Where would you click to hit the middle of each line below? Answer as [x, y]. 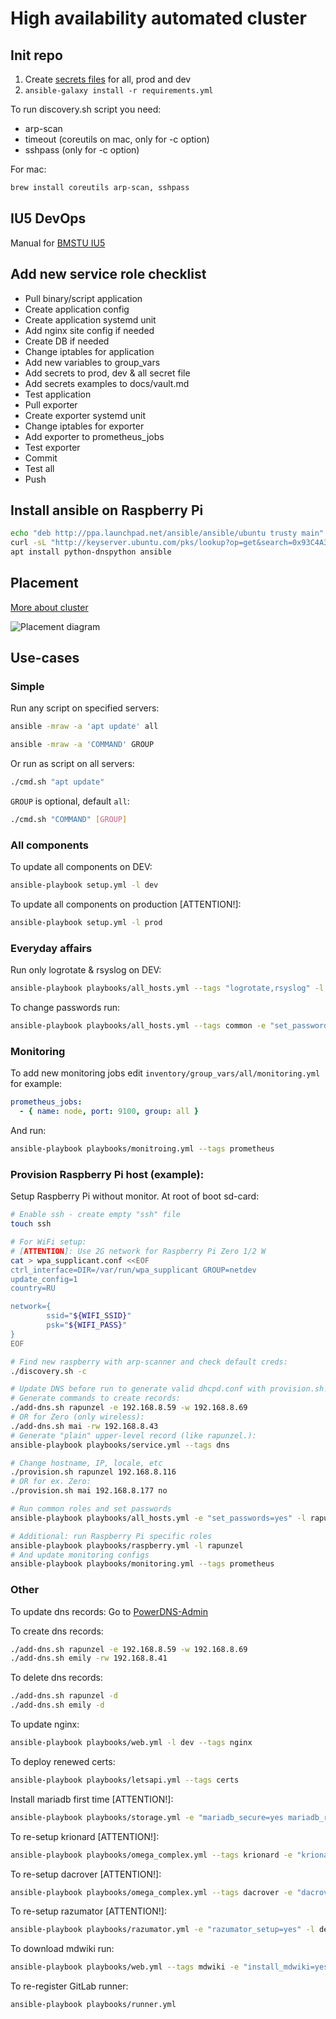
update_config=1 [44, 1279]
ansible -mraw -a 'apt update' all [84, 727]
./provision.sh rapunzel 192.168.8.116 [93, 1472]
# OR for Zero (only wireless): [77, 1417]
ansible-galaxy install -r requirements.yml [119, 91]
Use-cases [45, 658]
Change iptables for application [89, 351]
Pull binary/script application [83, 298]
